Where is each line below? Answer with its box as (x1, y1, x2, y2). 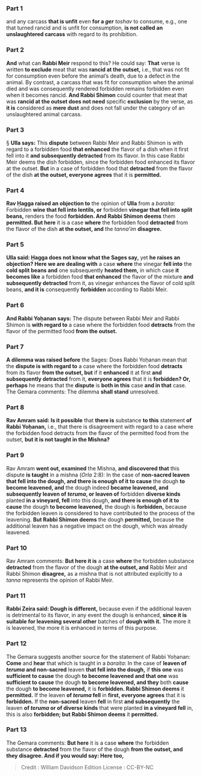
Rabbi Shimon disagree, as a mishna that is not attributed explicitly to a (6, 570, 182, 577)
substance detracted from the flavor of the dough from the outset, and (6, 745, 183, 753)
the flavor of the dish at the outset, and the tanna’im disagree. (6, 226, 162, 233)
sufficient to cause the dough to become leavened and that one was (6, 672, 179, 679)
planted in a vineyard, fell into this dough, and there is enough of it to (6, 496, 179, 503)
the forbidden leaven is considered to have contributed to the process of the (6, 510, 195, 517)
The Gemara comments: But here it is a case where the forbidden (6, 739, 169, 747)
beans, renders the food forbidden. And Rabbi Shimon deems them (6, 212, 176, 220)
